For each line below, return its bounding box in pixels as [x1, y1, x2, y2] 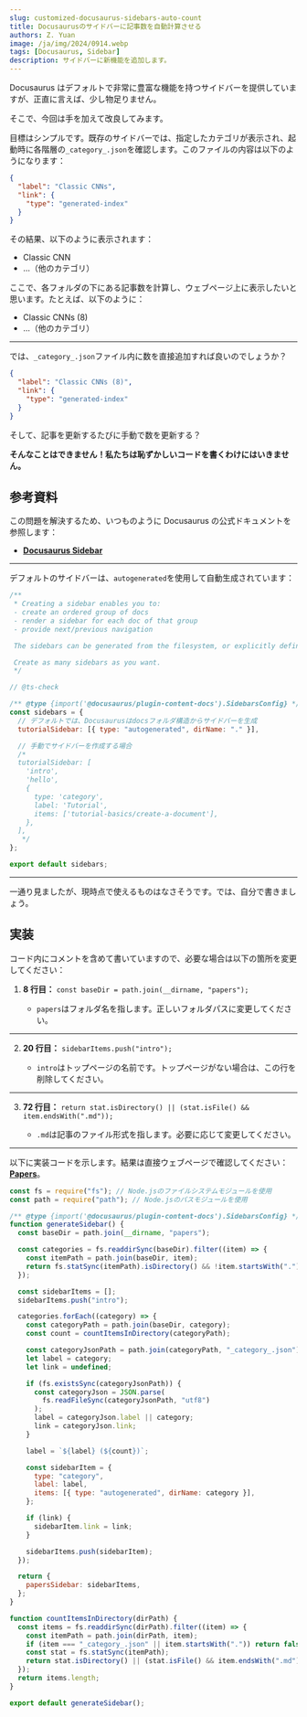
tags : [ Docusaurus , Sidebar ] [9, 48, 121, 57]
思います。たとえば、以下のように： [9, 293, 145, 304]
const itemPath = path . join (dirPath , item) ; [26, 1631, 198, 1640]
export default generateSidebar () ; [9, 1698, 145, 1708]
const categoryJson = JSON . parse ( [33, 1387, 166, 1397]
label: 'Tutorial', [33, 801, 108, 810]
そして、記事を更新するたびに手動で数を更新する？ [9, 429, 201, 440]
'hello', [26, 775, 59, 784]
